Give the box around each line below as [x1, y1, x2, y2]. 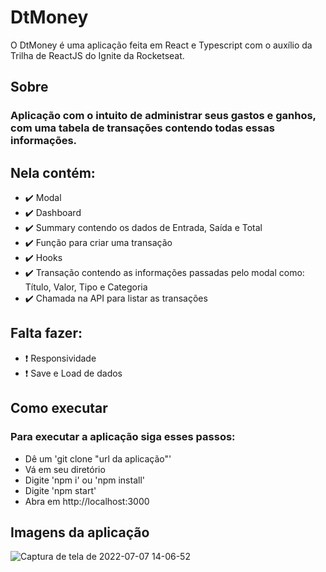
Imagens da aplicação [10, 524, 150, 541]
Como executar [10, 400, 108, 417]
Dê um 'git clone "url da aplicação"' [24, 452, 172, 465]
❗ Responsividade [24, 352, 97, 364]
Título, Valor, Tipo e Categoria [24, 281, 148, 293]
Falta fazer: [10, 325, 83, 342]
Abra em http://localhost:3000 [24, 495, 150, 507]
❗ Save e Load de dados [24, 367, 123, 379]
